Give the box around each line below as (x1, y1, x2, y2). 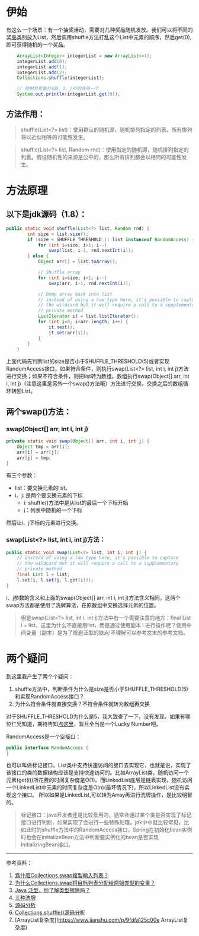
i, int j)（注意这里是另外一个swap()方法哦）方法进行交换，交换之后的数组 (6, 380, 184, 387)
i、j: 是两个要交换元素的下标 (14, 492, 83, 499)
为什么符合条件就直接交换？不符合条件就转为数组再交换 (14, 700, 150, 707)
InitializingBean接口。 (20, 841, 74, 848)
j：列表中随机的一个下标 (23, 507, 82, 514)
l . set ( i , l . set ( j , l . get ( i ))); (17, 577, 94, 583)
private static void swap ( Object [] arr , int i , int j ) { (6, 438, 150, 444)
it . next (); (48, 324, 76, 330)
